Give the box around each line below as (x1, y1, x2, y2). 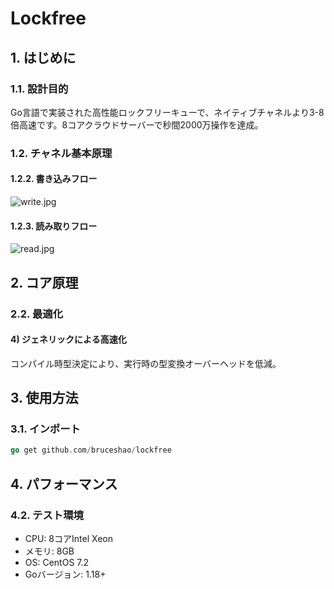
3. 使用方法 (10, 390, 79, 407)
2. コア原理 (10, 274, 79, 291)
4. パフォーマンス (10, 475, 118, 492)
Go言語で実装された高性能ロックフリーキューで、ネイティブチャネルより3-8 (10, 106, 325, 118)
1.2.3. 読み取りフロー (10, 220, 98, 232)
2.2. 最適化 (10, 307, 63, 321)
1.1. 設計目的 (10, 82, 69, 96)
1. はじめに (10, 49, 77, 66)
